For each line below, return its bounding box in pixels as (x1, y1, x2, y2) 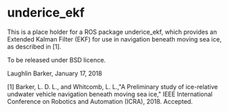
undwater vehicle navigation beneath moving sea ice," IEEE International (7, 90, 213, 98)
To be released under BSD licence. (7, 55, 106, 64)
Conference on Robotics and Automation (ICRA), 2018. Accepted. (7, 97, 193, 105)
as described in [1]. (7, 42, 61, 50)
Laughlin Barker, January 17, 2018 (7, 69, 102, 77)
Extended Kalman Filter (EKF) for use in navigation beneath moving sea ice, (7, 35, 222, 43)
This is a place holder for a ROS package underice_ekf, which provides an (7, 28, 218, 36)
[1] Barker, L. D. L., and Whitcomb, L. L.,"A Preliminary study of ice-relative (7, 82, 218, 91)
